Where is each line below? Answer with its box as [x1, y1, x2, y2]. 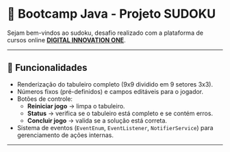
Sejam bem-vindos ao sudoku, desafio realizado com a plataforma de [7, 29, 204, 37]
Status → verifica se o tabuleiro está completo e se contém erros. [27, 109, 214, 117]
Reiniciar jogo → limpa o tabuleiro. [27, 102, 125, 110]
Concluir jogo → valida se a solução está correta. [27, 116, 168, 125]
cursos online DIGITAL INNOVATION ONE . [7, 35, 126, 44]
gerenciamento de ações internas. [16, 131, 114, 139]
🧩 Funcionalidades [7, 62, 88, 74]
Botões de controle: [16, 95, 73, 103]
